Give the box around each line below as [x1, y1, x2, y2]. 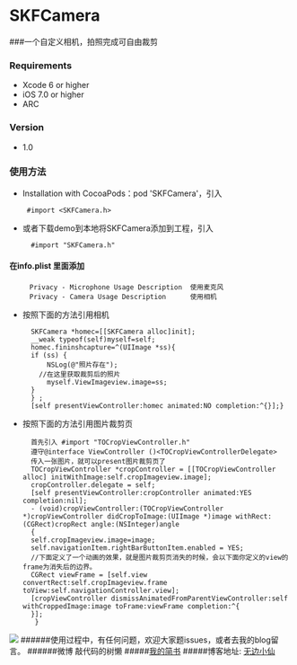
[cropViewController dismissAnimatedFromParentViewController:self [31, 594, 289, 603]
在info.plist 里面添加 [9, 261, 85, 271]
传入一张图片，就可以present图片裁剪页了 [31, 457, 166, 466]
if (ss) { [31, 351, 67, 360]
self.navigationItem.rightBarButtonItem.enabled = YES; [31, 544, 244, 553]
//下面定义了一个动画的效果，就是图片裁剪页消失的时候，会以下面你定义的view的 [31, 554, 289, 563]
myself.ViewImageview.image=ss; [46, 378, 168, 387]
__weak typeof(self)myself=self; [31, 335, 156, 344]
